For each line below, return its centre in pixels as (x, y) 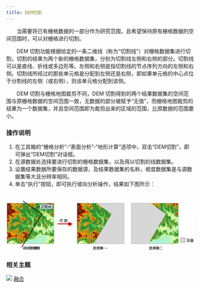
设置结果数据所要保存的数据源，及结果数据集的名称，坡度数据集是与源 (101, 169)
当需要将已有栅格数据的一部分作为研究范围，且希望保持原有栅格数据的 (102, 31)
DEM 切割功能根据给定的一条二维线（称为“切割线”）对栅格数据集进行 (101, 51)
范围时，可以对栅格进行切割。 (48, 38)
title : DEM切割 (24, 12)
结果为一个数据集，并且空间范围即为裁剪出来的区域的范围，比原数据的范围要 (100, 108)
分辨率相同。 (57, 176)
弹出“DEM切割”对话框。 (49, 154)
